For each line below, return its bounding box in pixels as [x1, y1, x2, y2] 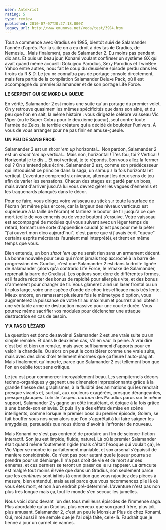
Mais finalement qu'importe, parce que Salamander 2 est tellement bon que [5, 359, 160, 365]
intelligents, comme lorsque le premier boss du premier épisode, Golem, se [5, 410, 159, 417]
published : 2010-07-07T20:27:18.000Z [5, 21, 83, 26]
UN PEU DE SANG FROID [5, 137, 56, 143]
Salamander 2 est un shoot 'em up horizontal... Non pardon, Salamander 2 [5, 146, 157, 152]
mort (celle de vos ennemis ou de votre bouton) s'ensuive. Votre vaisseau [5, 214, 156, 220]
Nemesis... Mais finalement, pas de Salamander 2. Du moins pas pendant [5, 50, 155, 56]
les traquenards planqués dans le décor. [5, 189, 88, 195]
